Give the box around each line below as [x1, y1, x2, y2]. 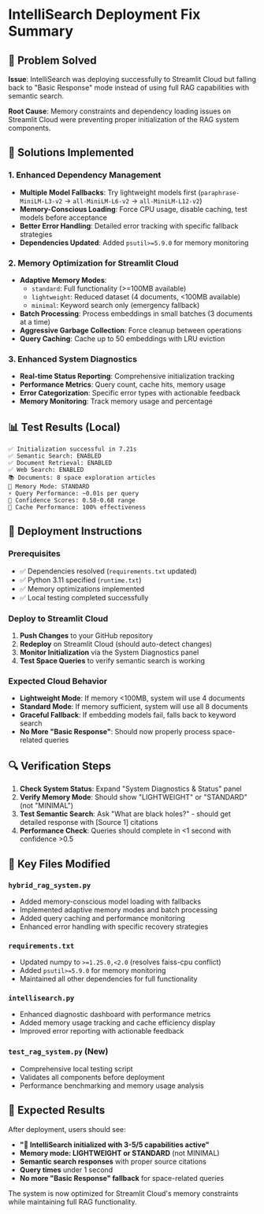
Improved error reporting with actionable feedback [19, 1027, 184, 1036]
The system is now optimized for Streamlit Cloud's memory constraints [8, 1188, 239, 1198]
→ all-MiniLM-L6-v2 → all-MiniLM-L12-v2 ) [64, 195, 203, 206]
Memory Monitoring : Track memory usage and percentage [19, 396, 213, 407]
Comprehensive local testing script [19, 1064, 133, 1073]
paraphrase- [200, 189, 240, 197]
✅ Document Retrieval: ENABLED [8, 459, 113, 467]
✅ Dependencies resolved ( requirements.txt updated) [19, 566, 197, 576]
